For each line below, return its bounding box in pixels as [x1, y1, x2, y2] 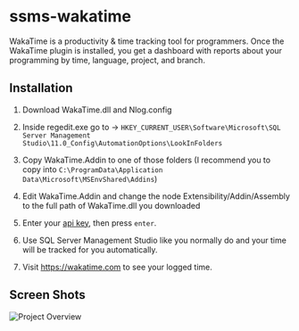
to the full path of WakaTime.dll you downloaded [21, 200, 201, 211]
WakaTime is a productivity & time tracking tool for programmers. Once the [9, 36, 285, 46]
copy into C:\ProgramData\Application [21, 163, 163, 175]
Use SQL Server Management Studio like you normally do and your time [21, 235, 287, 245]
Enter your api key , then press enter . [21, 217, 157, 228]
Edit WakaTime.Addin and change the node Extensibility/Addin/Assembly [21, 190, 290, 202]
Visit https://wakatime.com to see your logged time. [21, 261, 212, 272]
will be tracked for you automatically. [21, 244, 158, 255]
